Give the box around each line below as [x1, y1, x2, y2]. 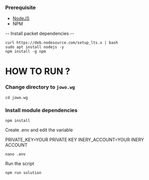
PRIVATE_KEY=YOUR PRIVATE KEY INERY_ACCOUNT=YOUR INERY [5, 137, 144, 143]
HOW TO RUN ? [5, 66, 70, 77]
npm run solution [5, 170, 42, 175]
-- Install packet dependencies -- [5, 31, 74, 37]
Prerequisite [5, 4, 36, 11]
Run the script [5, 160, 34, 167]
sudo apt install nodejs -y [5, 45, 64, 50]
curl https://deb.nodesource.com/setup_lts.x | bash [5, 40, 118, 45]
